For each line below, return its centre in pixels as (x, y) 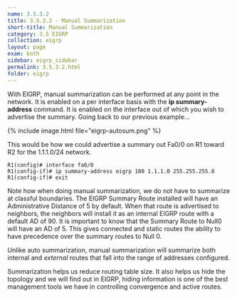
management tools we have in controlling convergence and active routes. (115, 287)
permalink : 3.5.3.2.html (44, 67)
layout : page (27, 47)
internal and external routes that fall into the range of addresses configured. (118, 257)
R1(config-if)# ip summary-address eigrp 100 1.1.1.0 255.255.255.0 (111, 171)
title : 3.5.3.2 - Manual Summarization (67, 21)
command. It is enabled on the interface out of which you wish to (129, 109)
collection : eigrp (35, 41)
